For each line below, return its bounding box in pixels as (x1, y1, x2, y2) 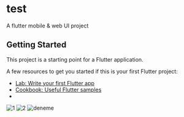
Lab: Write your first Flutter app (15, 79, 95, 87)
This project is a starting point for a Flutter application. (6, 55, 144, 63)
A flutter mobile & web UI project (6, 22, 89, 29)
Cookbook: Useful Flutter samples (15, 86, 102, 93)
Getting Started (6, 40, 67, 50)
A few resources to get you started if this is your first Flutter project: (6, 68, 178, 75)
